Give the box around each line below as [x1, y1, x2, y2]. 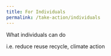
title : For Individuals [6, 8, 66, 15]
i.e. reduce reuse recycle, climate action [6, 43, 105, 50]
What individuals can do [6, 31, 66, 38]
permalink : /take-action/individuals [6, 14, 101, 20]
